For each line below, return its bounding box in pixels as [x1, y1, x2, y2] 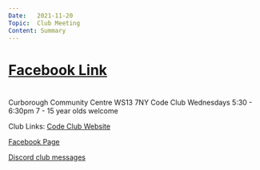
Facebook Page [8, 136, 60, 146]
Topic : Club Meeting [8, 19, 81, 27]
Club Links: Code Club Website [8, 121, 110, 131]
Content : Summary [8, 26, 66, 34]
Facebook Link [8, 61, 108, 79]
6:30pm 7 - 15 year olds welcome [8, 105, 118, 116]
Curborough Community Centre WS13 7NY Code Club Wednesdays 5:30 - [8, 97, 253, 107]
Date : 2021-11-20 [8, 11, 74, 20]
